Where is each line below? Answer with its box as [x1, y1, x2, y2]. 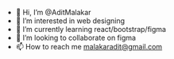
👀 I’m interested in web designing [15, 16, 126, 26]
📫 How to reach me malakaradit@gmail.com [15, 42, 163, 51]
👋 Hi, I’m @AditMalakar [15, 8, 91, 17]
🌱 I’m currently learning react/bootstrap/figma [15, 25, 167, 33]
